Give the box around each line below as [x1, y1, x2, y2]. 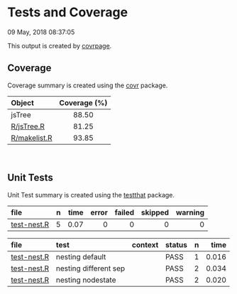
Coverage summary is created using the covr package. [7, 81, 168, 89]
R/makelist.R [11, 133, 53, 143]
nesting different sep [55, 263, 126, 273]
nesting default [55, 251, 106, 261]
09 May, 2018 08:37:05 [7, 28, 75, 36]
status [165, 239, 188, 249]
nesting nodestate [55, 275, 116, 285]
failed [114, 207, 135, 217]
